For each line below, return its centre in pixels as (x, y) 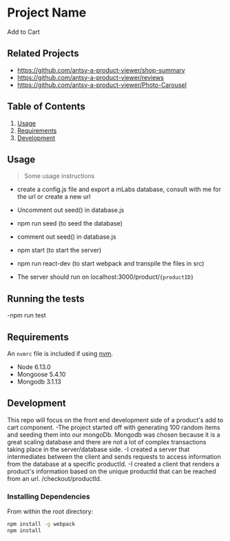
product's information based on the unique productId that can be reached (112, 471)
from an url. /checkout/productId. (54, 478)
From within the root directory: (50, 511)
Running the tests (46, 298)
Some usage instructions (59, 176)
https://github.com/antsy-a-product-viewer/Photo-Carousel (102, 85)
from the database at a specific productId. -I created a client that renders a (113, 464)
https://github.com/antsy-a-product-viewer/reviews (90, 77)
